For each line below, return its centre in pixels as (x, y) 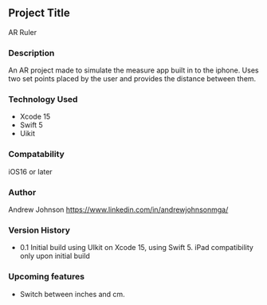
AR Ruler (23, 32)
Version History (39, 230)
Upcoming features (47, 276)
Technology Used (43, 100)
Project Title (39, 13)
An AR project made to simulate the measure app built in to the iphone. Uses (133, 70)
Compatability (37, 154)
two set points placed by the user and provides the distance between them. (132, 79)
